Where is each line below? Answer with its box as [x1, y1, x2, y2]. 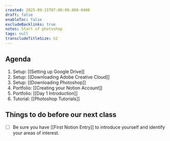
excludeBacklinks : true [5, 21, 56, 27]
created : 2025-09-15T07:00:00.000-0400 [5, 7, 90, 13]
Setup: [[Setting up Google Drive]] [12, 68, 85, 75]
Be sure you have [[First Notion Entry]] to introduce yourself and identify [12, 124, 165, 130]
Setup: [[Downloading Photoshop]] [12, 79, 86, 85]
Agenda [5, 55, 31, 64]
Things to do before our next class [5, 110, 116, 119]
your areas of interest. [12, 130, 60, 136]
